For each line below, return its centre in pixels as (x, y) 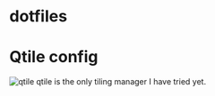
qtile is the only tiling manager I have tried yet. (121, 82)
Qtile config (54, 57)
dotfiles (39, 16)
